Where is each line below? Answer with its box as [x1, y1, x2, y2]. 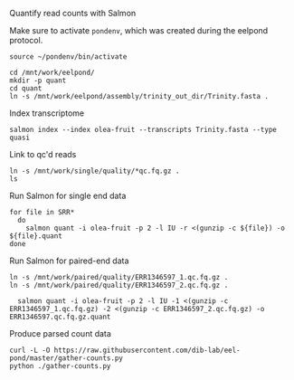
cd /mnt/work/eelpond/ [9, 68, 95, 77]
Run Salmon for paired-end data [9, 255, 129, 266]
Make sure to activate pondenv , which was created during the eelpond [9, 25, 269, 35]
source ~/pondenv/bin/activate [9, 52, 128, 62]
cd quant [9, 84, 43, 93]
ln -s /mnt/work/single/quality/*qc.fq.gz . [9, 166, 180, 176]
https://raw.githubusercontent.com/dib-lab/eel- [53, 346, 242, 355]
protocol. [9, 35, 43, 45]
